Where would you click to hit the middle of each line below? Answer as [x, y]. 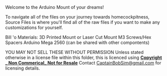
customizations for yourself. [34, 27]
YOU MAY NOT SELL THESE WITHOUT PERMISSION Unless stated [74, 52]
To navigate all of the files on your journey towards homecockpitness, [77, 17]
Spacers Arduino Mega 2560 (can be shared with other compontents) [77, 42]
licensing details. [23, 68]
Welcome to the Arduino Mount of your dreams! [55, 7]
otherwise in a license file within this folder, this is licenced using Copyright [84, 57]
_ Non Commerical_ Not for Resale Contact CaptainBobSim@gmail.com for [83, 63]
